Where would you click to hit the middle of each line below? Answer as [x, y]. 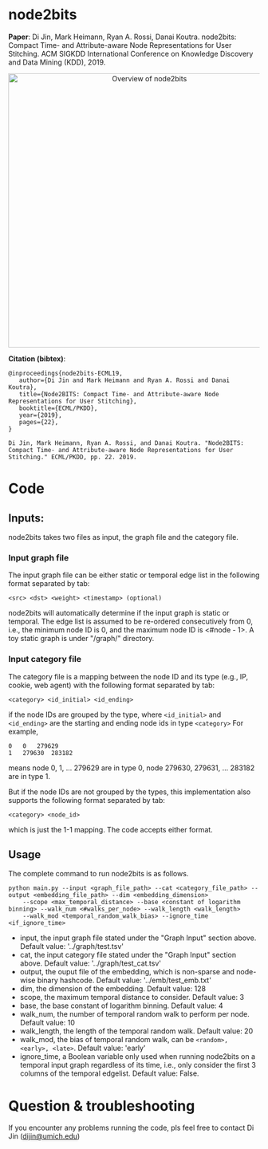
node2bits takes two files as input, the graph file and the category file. [124, 537]
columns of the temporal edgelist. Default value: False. [109, 1073]
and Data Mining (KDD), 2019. [57, 62]
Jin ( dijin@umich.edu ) [44, 1136]
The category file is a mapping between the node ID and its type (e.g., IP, [128, 676]
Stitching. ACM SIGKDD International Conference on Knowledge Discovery [131, 53]
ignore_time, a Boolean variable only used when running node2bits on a [138, 1057]
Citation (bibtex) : [37, 358]
